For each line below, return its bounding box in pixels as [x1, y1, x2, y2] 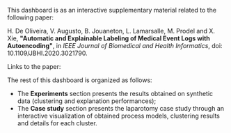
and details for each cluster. [17, 119, 97, 127]
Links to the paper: [7, 63, 61, 70]
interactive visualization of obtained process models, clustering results [17, 111, 221, 120]
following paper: [7, 13, 54, 22]
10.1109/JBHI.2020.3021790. [7, 49, 88, 57]
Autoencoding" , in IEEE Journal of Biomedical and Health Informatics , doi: [7, 42, 223, 49]
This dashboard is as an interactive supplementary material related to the [7, 6, 217, 14]
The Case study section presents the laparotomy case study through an [17, 104, 225, 112]
